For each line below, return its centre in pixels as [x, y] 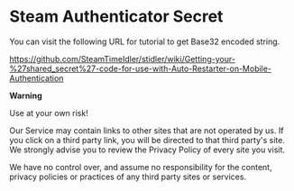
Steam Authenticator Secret [116, 17]
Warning [26, 95]
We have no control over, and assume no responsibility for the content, [141, 167]
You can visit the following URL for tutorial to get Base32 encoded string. [145, 41]
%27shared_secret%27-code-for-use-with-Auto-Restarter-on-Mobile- [141, 68]
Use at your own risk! [49, 113]
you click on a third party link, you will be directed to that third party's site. [147, 140]
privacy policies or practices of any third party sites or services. [128, 177]
